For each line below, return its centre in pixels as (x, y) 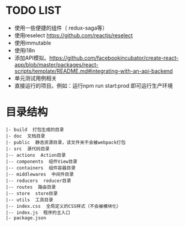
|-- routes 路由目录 (31, 187)
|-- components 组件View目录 (41, 162)
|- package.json (26, 218)
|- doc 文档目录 (26, 136)
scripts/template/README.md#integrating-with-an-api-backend (93, 71)
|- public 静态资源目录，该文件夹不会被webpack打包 (66, 142)
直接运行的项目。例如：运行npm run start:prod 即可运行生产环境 (94, 85)
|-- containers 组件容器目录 (41, 168)
